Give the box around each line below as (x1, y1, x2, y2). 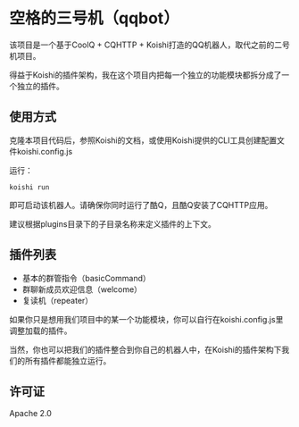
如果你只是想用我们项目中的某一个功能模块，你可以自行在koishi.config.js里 (9, 314, 284, 324)
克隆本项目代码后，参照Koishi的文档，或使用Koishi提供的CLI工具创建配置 (9, 135, 278, 146)
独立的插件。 (16, 80, 64, 91)
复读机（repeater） (21, 295, 94, 306)
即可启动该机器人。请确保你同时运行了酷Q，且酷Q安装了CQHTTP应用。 (9, 199, 273, 210)
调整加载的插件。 (9, 325, 72, 336)
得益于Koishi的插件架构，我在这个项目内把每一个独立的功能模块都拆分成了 (9, 69, 282, 80)
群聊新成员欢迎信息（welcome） (21, 283, 143, 295)
